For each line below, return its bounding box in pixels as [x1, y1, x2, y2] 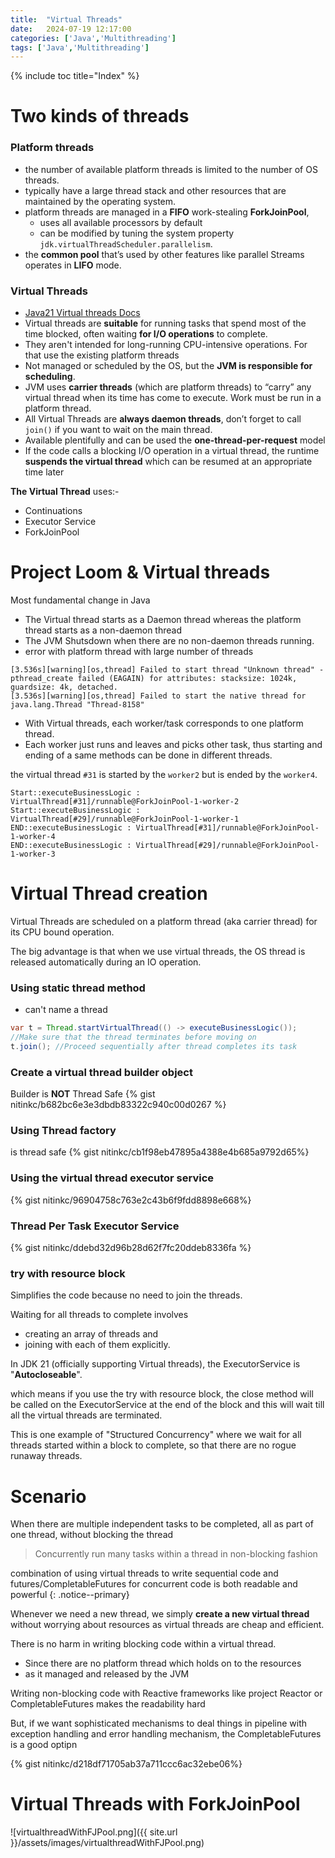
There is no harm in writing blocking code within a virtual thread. [10, 1638, 277, 1650]
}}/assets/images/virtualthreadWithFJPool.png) [10, 1837, 205, 1849]
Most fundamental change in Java [10, 594, 151, 606]
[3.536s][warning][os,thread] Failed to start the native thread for [10, 691, 307, 701]
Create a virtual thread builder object [10, 1065, 193, 1079]
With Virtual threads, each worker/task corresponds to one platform [24, 717, 304, 729]
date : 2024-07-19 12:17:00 [10, 24, 132, 34]
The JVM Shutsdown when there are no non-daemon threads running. [24, 634, 315, 646]
